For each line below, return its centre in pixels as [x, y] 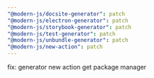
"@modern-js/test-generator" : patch [61, 34]
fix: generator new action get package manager [77, 67]
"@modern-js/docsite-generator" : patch [66, 14]
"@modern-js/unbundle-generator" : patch [68, 40]
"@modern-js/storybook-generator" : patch [70, 27]
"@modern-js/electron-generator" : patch [68, 21]
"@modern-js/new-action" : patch [55, 47]
